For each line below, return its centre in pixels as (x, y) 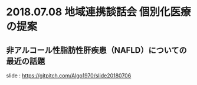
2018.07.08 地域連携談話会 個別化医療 (98, 12)
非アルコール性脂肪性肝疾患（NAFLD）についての (96, 50)
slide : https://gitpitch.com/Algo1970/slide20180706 (69, 76)
